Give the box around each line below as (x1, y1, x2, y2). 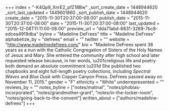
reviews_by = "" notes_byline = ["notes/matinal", (5, 84, 106, 90)
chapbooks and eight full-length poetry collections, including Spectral (5, 68, 151, 74)
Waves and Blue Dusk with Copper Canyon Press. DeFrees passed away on (5, 74, 162, 79)
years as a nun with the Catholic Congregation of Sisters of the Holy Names (5, 47, 162, 53)
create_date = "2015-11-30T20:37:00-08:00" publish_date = (5, 15, 130, 21)
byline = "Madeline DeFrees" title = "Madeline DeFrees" (39, 31, 155, 37)
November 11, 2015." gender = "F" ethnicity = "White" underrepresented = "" (5, 79, 164, 85)
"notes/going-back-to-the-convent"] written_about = (5, 95, 116, 101)
